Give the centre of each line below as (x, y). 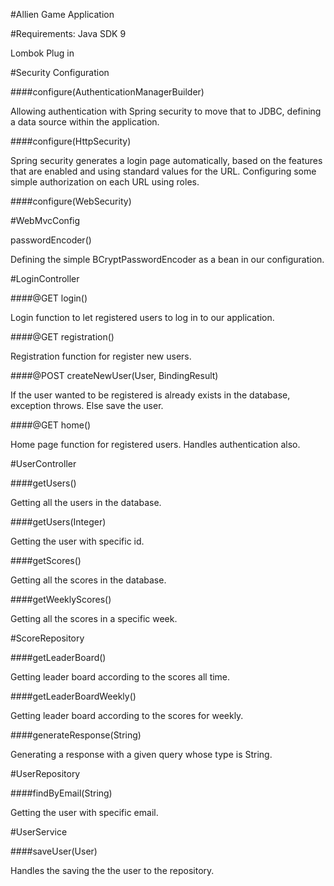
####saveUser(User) (54, 851)
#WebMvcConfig (45, 220)
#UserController (43, 463)
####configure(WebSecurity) (71, 201)
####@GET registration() (62, 337)
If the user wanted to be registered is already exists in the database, (150, 395)
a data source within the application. (85, 122)
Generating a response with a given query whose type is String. (141, 754)
